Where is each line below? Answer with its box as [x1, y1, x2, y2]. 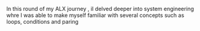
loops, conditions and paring [6, 18, 79, 25]
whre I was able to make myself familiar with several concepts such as [6, 12, 185, 19]
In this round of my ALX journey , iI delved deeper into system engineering [6, 5, 194, 12]
